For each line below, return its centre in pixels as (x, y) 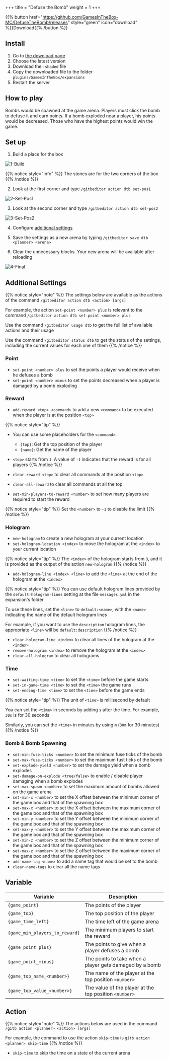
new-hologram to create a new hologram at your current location (78, 539)
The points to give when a (115, 944)
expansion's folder (24, 600)
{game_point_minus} (31, 962)
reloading (22, 257)
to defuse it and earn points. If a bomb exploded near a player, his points (80, 116)
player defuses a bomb (112, 950)
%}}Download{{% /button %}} (36, 28)
